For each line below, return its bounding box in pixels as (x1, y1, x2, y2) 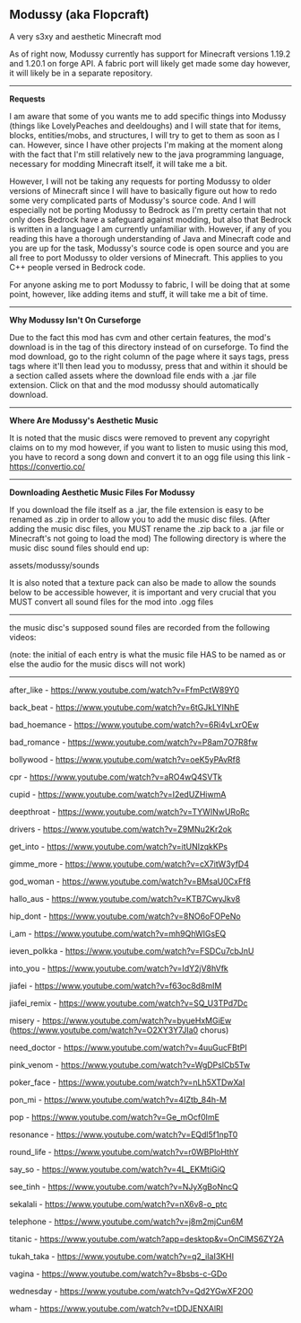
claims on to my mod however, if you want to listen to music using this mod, (9, 442, 288, 453)
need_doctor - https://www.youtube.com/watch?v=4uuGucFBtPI (9, 1042, 248, 1053)
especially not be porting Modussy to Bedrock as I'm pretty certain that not (9, 204, 287, 215)
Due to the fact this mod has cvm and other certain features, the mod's (9, 331, 271, 342)
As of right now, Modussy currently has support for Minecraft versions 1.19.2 (9, 49, 291, 59)
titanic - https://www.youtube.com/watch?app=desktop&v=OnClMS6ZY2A (9, 1233, 285, 1244)
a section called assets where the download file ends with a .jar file (9, 370, 257, 381)
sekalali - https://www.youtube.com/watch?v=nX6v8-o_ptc (9, 1198, 228, 1209)
